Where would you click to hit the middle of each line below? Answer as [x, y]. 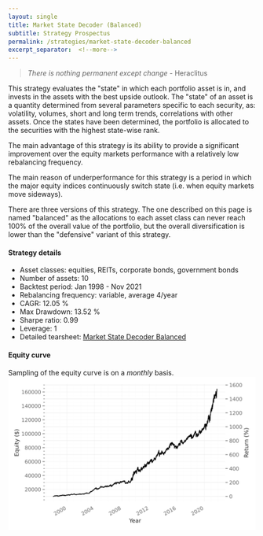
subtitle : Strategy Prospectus [59, 33]
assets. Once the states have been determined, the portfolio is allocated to [129, 122]
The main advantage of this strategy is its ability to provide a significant [124, 146]
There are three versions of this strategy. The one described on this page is [130, 209]
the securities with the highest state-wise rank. [84, 131]
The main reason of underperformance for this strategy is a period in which [130, 178]
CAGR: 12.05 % [44, 304]
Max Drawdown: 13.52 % [60, 312]
